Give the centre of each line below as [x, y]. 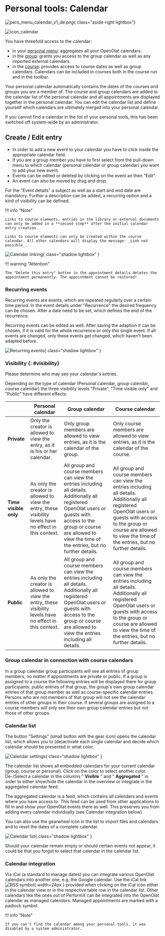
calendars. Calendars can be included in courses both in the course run [85, 71]
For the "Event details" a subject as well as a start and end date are [73, 190]
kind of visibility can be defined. [38, 201]
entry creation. [22, 228]
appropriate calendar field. [39, 154]
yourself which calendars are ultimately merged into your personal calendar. [82, 107]
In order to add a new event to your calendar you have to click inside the [85, 149]
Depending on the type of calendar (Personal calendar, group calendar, [77, 384]
